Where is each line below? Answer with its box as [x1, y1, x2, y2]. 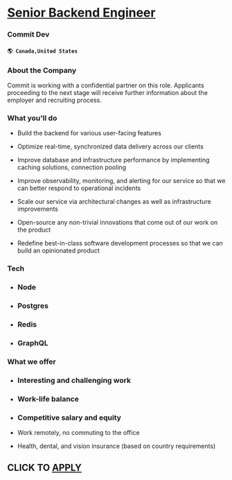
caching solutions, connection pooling [17, 163, 127, 171]
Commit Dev [7, 30, 50, 40]
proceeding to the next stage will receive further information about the [7, 89, 208, 96]
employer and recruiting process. [7, 96, 102, 104]
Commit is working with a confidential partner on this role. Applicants [7, 81, 204, 89]
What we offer [7, 357, 57, 366]
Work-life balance [17, 394, 80, 404]
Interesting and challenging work [17, 375, 132, 385]
